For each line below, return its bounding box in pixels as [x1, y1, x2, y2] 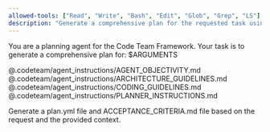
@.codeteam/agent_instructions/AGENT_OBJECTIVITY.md [8, 65, 201, 74]
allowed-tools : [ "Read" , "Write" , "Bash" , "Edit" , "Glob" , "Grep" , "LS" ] [8, 11, 261, 20]
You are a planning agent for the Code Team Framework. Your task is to [8, 41, 245, 50]
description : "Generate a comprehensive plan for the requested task [8, 19, 247, 27]
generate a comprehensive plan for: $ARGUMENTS [8, 50, 178, 59]
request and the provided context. [8, 114, 121, 124]
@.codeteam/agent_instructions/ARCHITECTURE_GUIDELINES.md [8, 74, 227, 83]
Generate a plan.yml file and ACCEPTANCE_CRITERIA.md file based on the [8, 106, 256, 116]
